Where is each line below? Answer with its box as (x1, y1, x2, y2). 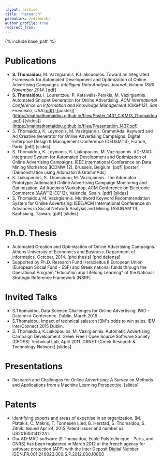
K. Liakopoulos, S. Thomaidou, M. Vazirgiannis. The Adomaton (12, 175, 136, 181)
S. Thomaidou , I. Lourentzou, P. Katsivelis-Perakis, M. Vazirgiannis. (12, 92, 147, 98)
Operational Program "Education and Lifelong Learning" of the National (12, 270, 154, 275)
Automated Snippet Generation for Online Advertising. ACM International (12, 98, 157, 103)
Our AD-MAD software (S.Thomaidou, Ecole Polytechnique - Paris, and (12, 435, 154, 442)
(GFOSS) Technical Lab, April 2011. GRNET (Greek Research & (12, 338, 135, 345)
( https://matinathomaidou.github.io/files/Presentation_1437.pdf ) (12, 123, 138, 129)
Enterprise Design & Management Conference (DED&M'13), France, (12, 139, 147, 145)
